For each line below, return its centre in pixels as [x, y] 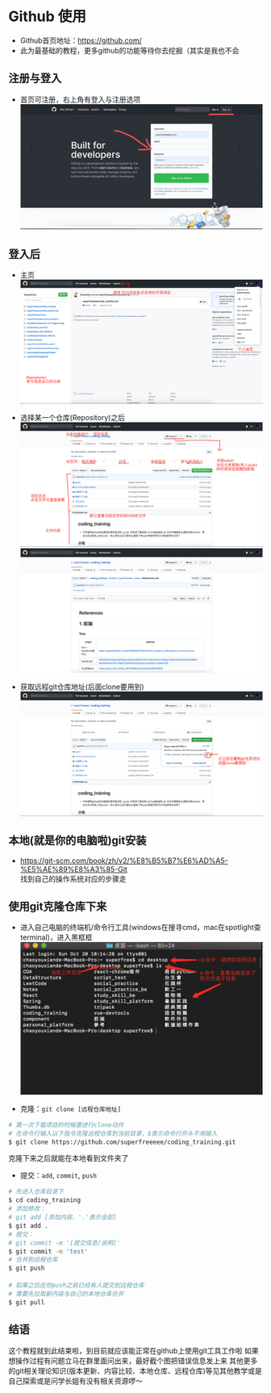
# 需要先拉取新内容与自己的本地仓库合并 [66, 1294]
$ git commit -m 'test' [48, 1251]
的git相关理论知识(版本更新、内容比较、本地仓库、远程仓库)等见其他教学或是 [135, 1370]
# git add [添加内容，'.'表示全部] [63, 1218]
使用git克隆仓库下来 [58, 906]
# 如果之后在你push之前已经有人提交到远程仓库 [76, 1286]
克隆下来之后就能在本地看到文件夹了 [69, 1158]
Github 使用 [48, 17]
